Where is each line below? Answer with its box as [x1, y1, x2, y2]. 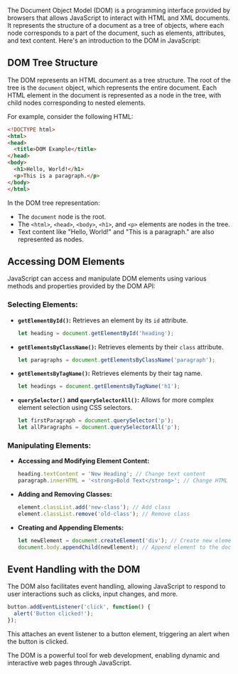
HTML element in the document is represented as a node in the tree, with [7, 90, 222, 99]
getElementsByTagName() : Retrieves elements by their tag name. [17, 369, 202, 378]
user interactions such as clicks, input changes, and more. [7, 590, 178, 599]
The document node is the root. [17, 212, 107, 221]
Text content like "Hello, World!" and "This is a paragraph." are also [17, 227, 215, 236]
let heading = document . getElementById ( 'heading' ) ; [17, 330, 174, 337]
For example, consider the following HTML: [7, 112, 134, 120]
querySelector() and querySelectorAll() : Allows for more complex [17, 396, 215, 404]
